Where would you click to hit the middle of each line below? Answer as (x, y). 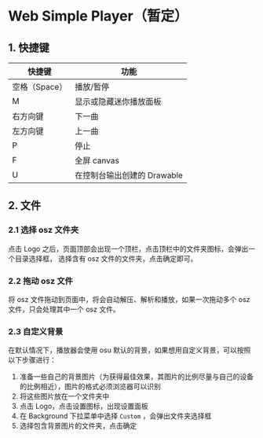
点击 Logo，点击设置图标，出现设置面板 (84, 407)
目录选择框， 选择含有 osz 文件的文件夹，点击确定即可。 (106, 258)
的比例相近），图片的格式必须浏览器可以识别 (90, 387)
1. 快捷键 (29, 48)
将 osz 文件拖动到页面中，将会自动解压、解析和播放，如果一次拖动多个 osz (129, 299)
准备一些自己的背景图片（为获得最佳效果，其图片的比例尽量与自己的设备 (136, 377)
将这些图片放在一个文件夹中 (64, 396)
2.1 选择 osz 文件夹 (44, 230)
